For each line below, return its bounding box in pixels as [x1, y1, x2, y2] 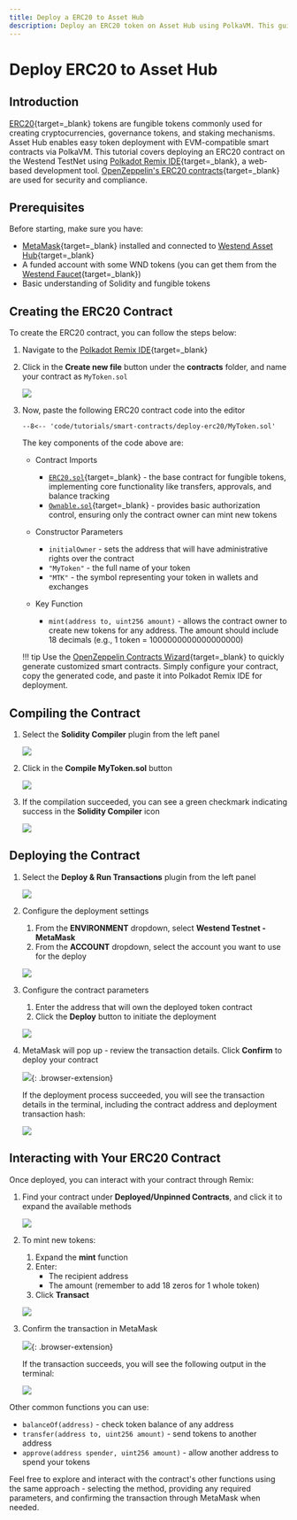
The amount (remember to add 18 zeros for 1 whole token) [48, 1280, 261, 1291]
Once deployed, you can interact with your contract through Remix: [9, 1174, 255, 1184]
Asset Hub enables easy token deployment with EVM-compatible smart [9, 136, 270, 147]
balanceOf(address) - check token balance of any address [21, 1418, 234, 1430]
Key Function [34, 598, 84, 609]
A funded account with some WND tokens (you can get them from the [21, 259, 277, 270]
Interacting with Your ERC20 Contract [9, 1151, 221, 1166]
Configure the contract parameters [21, 984, 149, 995]
